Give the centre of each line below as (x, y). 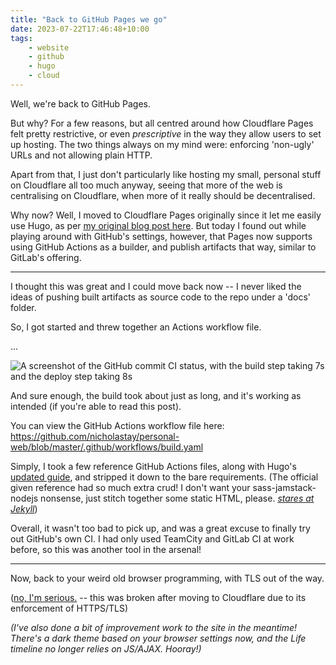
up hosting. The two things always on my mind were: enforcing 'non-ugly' (162, 144)
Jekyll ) (24, 508)
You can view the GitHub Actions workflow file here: (117, 425)
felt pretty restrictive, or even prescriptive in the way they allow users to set (166, 133)
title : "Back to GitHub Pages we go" (89, 19)
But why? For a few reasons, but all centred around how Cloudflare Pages (162, 123)
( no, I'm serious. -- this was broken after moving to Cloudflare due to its (158, 597)
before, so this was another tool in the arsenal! (106, 549)
